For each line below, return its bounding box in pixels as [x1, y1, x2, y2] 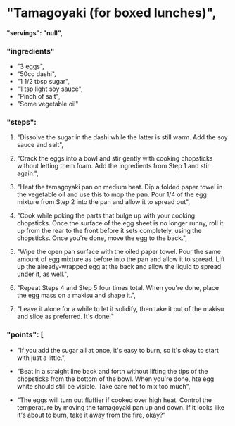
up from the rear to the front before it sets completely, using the [16, 227, 202, 235]
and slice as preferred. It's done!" [16, 312, 114, 321]
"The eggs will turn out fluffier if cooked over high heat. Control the [16, 396, 212, 404]
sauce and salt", [16, 141, 64, 149]
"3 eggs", [16, 62, 45, 71]
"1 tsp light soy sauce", [16, 84, 83, 93]
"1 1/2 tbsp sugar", [16, 77, 70, 86]
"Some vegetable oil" [16, 100, 79, 108]
